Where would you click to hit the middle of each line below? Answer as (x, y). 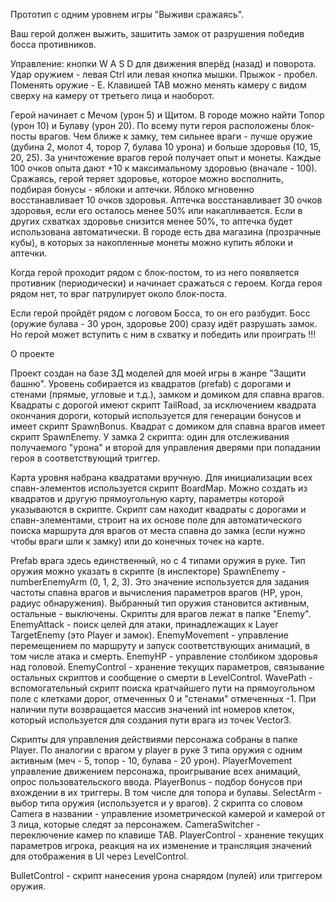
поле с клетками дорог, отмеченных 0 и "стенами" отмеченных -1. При (163, 698)
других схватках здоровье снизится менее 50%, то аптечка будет (151, 221)
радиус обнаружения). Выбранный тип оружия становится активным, (160, 603)
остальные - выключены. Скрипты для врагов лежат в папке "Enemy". (161, 613)
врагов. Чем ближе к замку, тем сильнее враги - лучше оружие (175, 136)
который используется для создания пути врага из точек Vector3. (151, 720)
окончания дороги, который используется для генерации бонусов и (156, 415)
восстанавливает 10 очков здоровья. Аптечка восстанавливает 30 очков (166, 200)
